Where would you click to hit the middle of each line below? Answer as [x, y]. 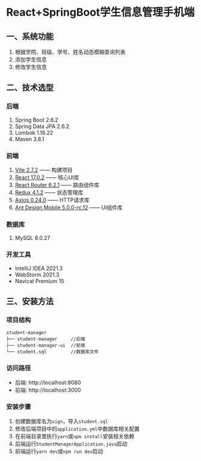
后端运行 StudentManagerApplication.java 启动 [71, 444]
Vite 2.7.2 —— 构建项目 [44, 169]
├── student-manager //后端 [46, 339]
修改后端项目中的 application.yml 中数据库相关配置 [77, 429]
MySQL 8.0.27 [32, 238]
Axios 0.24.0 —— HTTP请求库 [52, 200]
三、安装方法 [30, 301]
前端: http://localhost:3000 [48, 390]
